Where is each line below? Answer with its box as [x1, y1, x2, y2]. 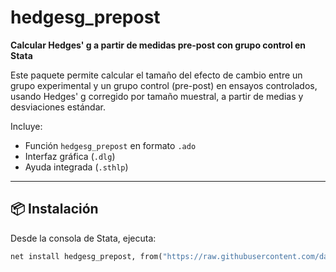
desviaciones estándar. [10, 101, 106, 113]
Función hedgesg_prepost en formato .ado [24, 139, 197, 151]
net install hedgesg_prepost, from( [10, 251, 163, 261]
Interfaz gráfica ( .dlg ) [24, 150, 116, 162]
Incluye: [10, 120, 43, 132]
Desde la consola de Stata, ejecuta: [10, 232, 157, 244]
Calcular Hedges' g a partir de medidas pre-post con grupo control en [10, 39, 307, 51]
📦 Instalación [10, 201, 99, 218]
